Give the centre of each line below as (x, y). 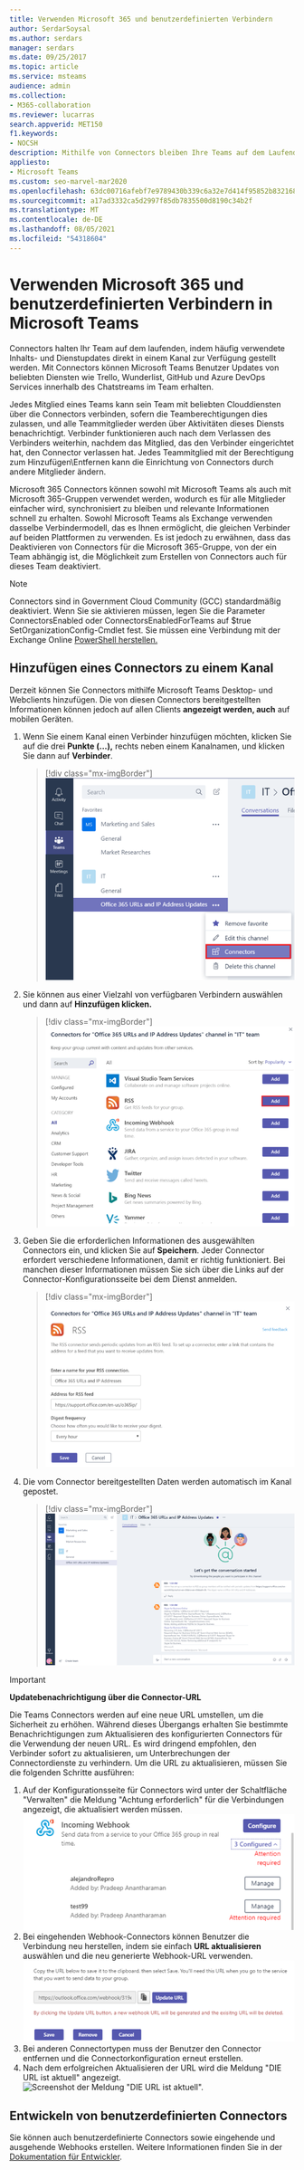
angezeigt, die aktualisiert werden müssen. (102, 1809)
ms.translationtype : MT (54, 210)
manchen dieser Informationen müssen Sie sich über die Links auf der (153, 1269)
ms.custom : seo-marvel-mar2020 (68, 181)
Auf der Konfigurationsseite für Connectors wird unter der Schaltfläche (155, 1790)
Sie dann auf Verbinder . (67, 755)
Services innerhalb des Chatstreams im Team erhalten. (112, 387)
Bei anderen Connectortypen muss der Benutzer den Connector (142, 2049)
